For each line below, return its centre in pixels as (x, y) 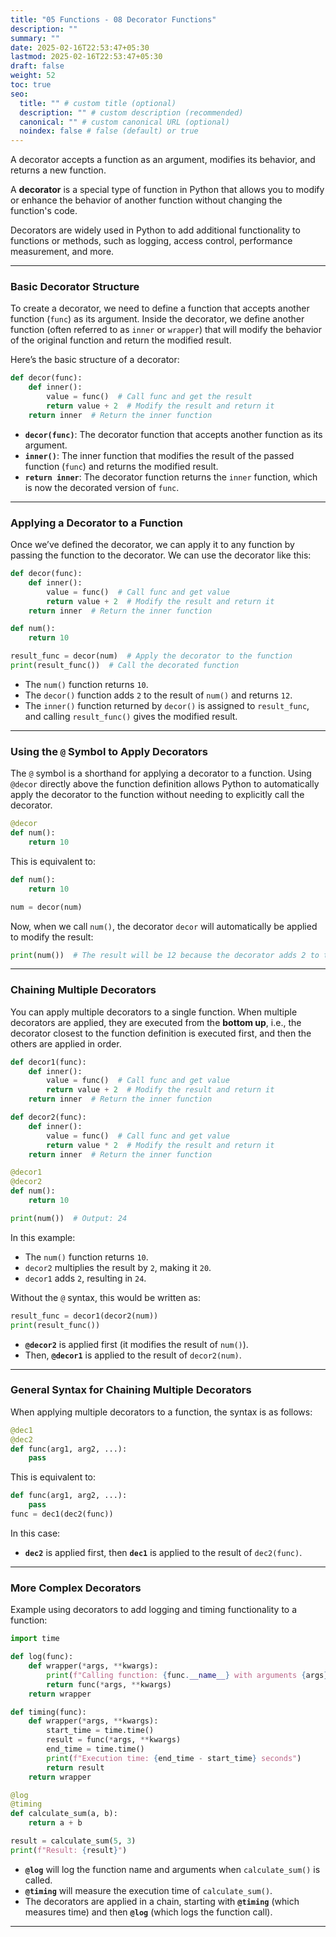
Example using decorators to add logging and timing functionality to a (154, 1610)
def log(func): (42, 1657)
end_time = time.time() (95, 1749)
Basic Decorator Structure (75, 287)
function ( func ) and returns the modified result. (121, 466)
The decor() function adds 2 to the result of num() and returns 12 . (158, 695)
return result (75, 1767)
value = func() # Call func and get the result (149, 397)
